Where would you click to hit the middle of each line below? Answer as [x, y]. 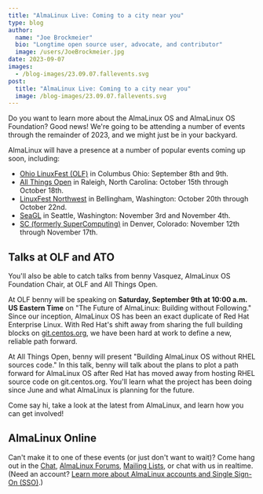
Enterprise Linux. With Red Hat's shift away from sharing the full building [126, 325]
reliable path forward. [43, 341]
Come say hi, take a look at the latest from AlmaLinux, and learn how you [126, 405]
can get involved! [36, 414]
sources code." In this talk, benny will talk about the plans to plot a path [124, 365]
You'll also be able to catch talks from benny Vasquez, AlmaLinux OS [119, 276]
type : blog [26, 23]
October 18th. [42, 190]
